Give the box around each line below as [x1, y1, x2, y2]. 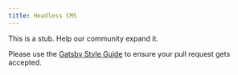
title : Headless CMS [8, 11, 78, 20]
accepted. [8, 57, 42, 67]
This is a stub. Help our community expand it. [8, 34, 159, 43]
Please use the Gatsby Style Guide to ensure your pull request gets [8, 49, 231, 58]
